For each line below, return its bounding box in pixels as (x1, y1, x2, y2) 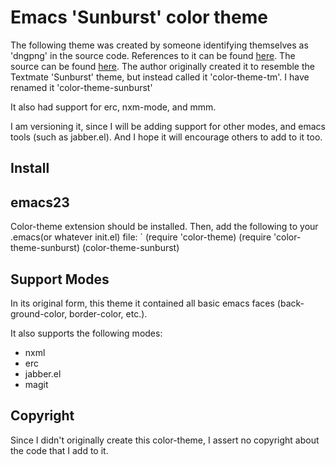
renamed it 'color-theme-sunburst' (10, 81, 153, 93)
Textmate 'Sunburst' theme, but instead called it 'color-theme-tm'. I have (10, 71, 310, 83)
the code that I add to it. (10, 444, 109, 456)
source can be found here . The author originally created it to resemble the (10, 60, 315, 72)
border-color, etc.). (69, 307, 148, 320)
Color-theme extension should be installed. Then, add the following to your (10, 221, 319, 233)
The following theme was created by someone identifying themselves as (10, 39, 309, 51)
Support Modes (10, 271, 110, 288)
